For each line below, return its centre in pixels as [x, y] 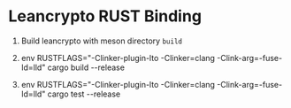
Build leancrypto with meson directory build [102, 41]
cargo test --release [84, 94]
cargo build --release [86, 67]
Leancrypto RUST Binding [105, 16]
